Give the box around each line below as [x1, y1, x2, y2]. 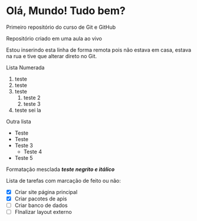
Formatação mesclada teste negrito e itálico [6, 166, 115, 173]
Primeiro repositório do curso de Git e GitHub [6, 24, 116, 31]
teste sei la [14, 106, 41, 113]
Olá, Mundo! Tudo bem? [6, 4, 126, 18]
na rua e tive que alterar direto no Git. [6, 52, 97, 59]
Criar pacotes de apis [14, 195, 67, 202]
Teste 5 [14, 154, 34, 161]
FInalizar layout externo [14, 209, 72, 216]
